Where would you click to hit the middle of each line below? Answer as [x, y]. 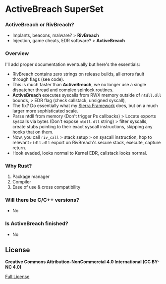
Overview [17, 54]
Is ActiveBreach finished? [37, 224]
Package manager [31, 176]
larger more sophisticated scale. [45, 111]
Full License [17, 277]
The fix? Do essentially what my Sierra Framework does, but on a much [85, 106]
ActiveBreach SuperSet [55, 9]
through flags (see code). [38, 79]
